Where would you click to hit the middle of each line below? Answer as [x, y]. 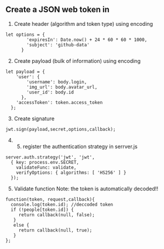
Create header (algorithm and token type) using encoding [83, 23]
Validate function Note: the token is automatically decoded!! [86, 189]
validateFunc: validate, [46, 167]
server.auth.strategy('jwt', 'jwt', [50, 157]
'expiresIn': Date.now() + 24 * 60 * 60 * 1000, [87, 40]
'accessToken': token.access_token [59, 102]
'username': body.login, [57, 82]
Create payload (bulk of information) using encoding [77, 60]
